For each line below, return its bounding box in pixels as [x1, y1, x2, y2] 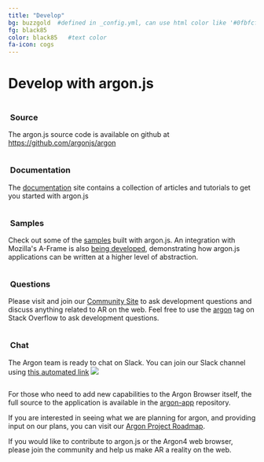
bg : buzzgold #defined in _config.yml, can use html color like [8, 19, 226, 27]
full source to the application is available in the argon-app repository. [8, 397, 231, 407]
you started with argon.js [8, 190, 89, 201]
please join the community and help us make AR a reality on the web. [8, 445, 232, 454]
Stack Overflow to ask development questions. [8, 313, 159, 323]
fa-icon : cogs [8, 41, 55, 49]
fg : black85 [8, 26, 47, 34]
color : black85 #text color [8, 33, 108, 42]
